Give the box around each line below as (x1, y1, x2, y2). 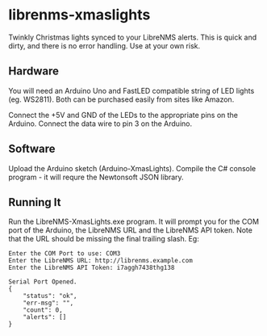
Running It (8, 195, 61, 209)
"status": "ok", (23, 292, 78, 300)
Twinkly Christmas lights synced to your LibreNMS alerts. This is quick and (8, 32, 257, 42)
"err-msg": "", (23, 299, 74, 308)
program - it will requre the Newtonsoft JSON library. (8, 172, 184, 182)
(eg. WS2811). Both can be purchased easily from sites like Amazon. (8, 94, 235, 104)
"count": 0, (23, 306, 63, 314)
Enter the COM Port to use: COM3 (8, 250, 121, 258)
